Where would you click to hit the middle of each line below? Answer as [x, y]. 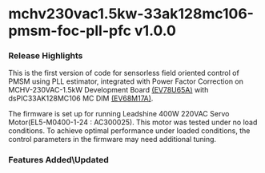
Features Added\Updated [59, 160]
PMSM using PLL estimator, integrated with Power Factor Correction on [126, 81]
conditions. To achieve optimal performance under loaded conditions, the [129, 131]
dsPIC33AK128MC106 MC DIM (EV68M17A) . [81, 98]
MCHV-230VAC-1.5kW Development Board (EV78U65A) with [108, 90]
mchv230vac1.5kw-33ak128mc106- [131, 14]
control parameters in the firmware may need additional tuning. [112, 140]
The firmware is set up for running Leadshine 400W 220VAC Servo [119, 114]
